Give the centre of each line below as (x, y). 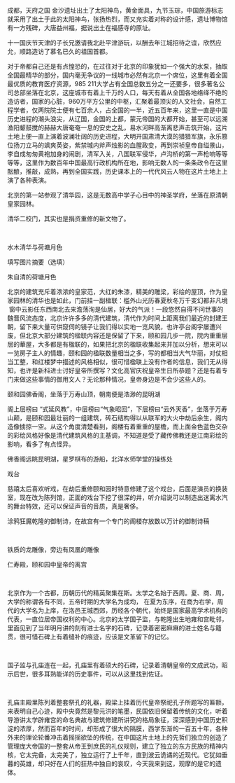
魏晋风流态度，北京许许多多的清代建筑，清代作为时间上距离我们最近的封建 (114, 318)
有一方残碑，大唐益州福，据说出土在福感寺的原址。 (81, 28)
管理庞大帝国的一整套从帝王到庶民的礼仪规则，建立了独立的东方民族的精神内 (117, 746)
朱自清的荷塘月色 (32, 277)
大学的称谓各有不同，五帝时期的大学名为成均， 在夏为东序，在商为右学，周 (115, 602)
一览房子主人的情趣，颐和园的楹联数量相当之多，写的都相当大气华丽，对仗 (114, 353)
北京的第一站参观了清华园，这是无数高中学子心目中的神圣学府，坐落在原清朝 (117, 195)
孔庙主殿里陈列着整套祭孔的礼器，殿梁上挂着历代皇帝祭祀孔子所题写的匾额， (117, 702)
